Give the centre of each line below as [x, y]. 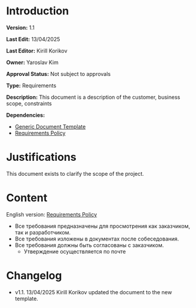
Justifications [41, 157]
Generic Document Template [50, 126]
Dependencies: [26, 115]
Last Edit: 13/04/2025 [33, 39]
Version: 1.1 [20, 28]
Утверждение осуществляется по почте [75, 251]
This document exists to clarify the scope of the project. [75, 173]
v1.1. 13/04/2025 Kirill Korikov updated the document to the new [93, 292]
